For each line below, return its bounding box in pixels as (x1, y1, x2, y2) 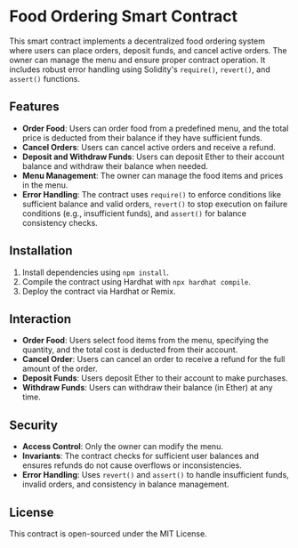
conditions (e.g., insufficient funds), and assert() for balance (21, 207, 247, 219)
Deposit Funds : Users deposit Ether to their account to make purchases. (21, 373, 288, 383)
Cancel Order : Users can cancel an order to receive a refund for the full (21, 354, 286, 365)
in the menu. (21, 180, 68, 190)
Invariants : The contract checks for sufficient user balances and (21, 451, 260, 462)
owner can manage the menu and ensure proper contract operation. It (9, 54, 266, 65)
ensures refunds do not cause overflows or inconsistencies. (21, 460, 242, 471)
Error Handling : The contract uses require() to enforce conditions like (21, 189, 282, 199)
